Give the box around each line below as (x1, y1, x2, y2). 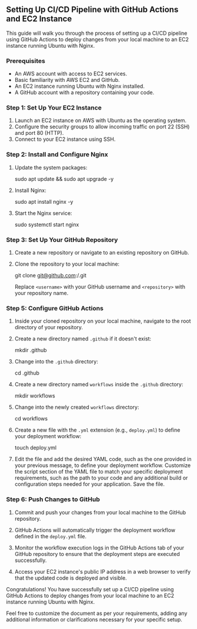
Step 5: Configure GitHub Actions (6, 304, 104, 312)
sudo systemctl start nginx (14, 221, 79, 228)
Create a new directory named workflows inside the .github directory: (14, 381, 183, 388)
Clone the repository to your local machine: (14, 260, 119, 267)
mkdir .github (14, 347, 47, 354)
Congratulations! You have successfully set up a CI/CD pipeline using (6, 585, 174, 592)
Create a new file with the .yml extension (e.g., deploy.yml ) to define (14, 426, 181, 433)
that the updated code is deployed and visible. (14, 574, 128, 581)
